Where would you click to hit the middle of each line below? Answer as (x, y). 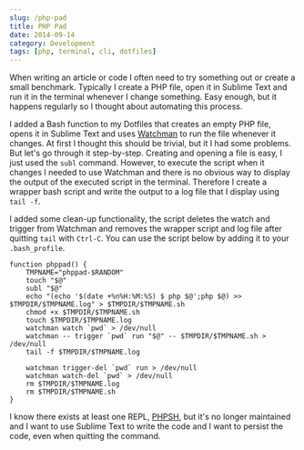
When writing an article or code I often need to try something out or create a (152, 77)
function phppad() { (49, 265)
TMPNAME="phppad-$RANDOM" (75, 273)
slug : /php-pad (38, 18)
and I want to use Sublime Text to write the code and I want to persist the (147, 426)
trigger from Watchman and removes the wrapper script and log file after (146, 229)
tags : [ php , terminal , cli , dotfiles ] (83, 52)
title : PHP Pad (38, 26)
